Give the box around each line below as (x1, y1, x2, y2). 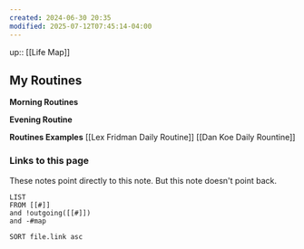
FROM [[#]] (9, 200, 51, 209)
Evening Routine (9, 114, 73, 125)
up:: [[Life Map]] (9, 46, 71, 57)
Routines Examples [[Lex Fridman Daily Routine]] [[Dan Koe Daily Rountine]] (9, 132, 296, 143)
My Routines (9, 72, 83, 88)
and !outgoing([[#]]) (9, 208, 92, 217)
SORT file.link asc (9, 232, 83, 241)
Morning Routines (9, 97, 79, 108)
